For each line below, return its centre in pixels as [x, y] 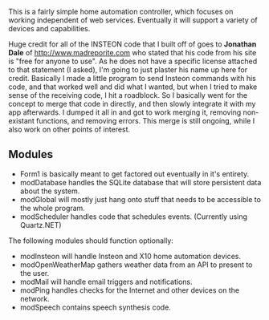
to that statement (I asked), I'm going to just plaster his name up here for [128, 70]
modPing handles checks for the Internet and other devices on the [129, 290]
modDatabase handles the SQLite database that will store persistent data [141, 182]
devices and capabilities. [49, 28]
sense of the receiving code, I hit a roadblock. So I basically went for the [128, 95]
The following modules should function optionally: [91, 241]
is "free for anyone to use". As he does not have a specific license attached [133, 61]
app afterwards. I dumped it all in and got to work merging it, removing [125, 112]
